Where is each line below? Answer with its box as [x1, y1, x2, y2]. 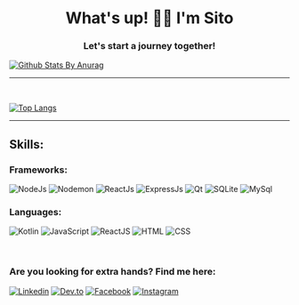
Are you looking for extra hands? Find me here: [9, 266, 216, 278]
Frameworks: [9, 164, 69, 176]
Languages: [9, 206, 62, 219]
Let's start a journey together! [83, 40, 216, 52]
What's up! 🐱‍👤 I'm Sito [65, 8, 234, 28]
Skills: [9, 137, 44, 152]
